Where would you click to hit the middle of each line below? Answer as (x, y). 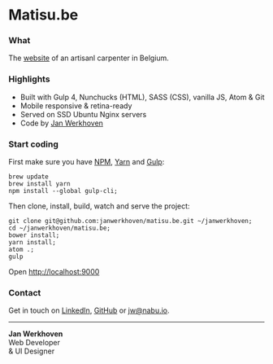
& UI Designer (32, 351)
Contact (25, 293)
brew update (28, 177)
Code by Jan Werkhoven (62, 123)
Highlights (29, 79)
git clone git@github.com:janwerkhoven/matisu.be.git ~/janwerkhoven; (130, 221)
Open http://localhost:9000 (54, 272)
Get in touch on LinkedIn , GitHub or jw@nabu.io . (89, 310)
